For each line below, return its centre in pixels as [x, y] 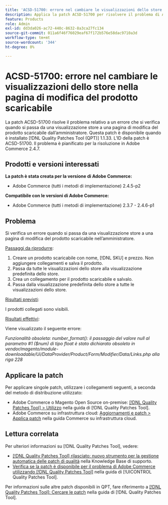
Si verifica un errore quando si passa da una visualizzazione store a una [79, 233]
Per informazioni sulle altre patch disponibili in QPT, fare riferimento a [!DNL [83, 486]
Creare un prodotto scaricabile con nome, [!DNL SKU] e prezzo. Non [83, 258]
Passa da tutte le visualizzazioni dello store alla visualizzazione [77, 269]
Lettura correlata [32, 434]
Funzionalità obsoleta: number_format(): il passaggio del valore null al [77, 338]
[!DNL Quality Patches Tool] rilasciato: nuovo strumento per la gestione [85, 455]
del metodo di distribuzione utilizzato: [44, 393]
